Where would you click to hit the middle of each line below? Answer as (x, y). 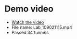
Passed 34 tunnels (30, 32)
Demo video (29, 9)
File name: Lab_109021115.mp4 (42, 27)
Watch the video (28, 22)
